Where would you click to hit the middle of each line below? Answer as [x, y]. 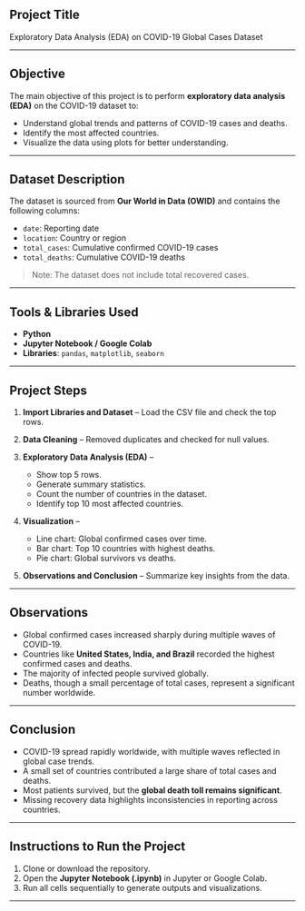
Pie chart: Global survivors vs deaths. [106, 559]
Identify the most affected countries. [91, 133]
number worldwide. [59, 692]
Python [37, 334]
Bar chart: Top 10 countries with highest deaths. [126, 549]
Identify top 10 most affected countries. [110, 504]
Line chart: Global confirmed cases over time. [121, 539]
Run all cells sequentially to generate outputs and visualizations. [142, 887]
